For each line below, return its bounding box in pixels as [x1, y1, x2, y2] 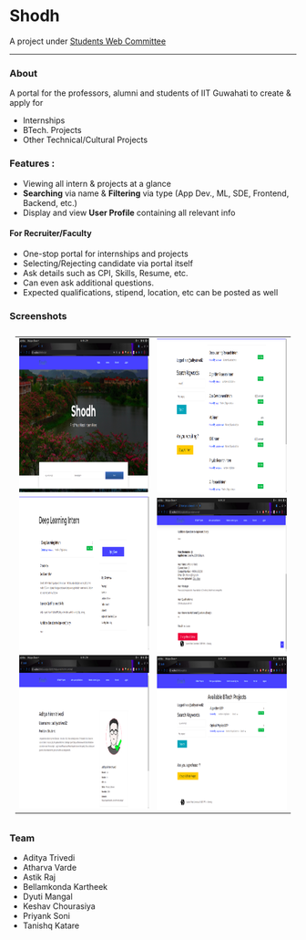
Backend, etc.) [22, 197, 77, 208]
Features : [9, 157, 56, 170]
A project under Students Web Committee [9, 36, 167, 46]
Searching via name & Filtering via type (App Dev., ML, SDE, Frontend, [22, 188, 290, 199]
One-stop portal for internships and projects [22, 248, 189, 259]
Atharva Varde [22, 863, 77, 873]
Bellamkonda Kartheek [22, 882, 108, 893]
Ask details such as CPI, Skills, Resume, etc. [22, 267, 189, 278]
